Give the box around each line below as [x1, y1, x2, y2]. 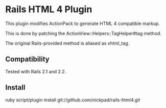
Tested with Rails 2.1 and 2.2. [5, 68, 66, 74]
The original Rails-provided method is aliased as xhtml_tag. [5, 40, 130, 46]
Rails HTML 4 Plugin [5, 4, 92, 15]
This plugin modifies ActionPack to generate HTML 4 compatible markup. [5, 20, 160, 26]
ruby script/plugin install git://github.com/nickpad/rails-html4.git [5, 97, 140, 103]
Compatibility [5, 55, 50, 64]
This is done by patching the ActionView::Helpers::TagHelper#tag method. [5, 30, 162, 36]
